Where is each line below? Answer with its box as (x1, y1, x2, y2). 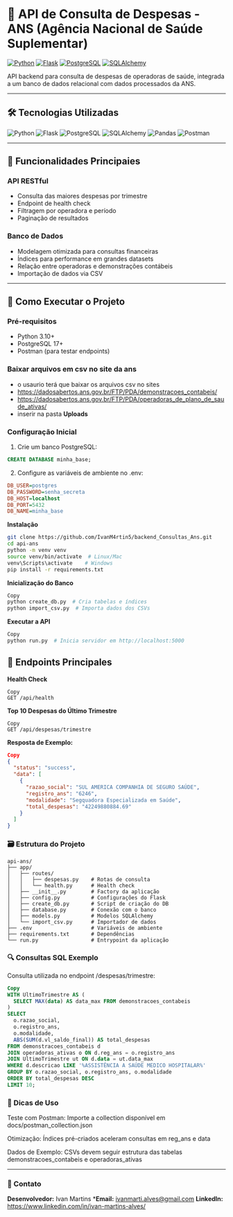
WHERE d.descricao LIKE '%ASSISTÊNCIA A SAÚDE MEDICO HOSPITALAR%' (7, 1062, 207, 1069)
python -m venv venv (7, 547, 67, 554)
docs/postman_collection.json (7, 1121, 93, 1130)
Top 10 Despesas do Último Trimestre (7, 707, 117, 715)
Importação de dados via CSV (17, 269, 103, 277)
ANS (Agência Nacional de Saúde (7, 21, 203, 37)
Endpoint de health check (17, 199, 91, 207)
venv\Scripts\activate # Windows (7, 560, 113, 567)
